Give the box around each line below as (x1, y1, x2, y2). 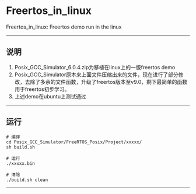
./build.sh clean (6, 177, 48, 183)
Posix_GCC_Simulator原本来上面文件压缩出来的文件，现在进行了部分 (14, 71, 179, 78)
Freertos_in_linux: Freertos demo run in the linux (6, 23, 122, 30)
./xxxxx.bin (6, 160, 35, 167)
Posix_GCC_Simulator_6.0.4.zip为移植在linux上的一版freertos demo (14, 64, 176, 70)
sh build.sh (6, 144, 35, 150)
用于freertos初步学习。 (14, 86, 70, 93)
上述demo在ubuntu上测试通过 (14, 93, 86, 100)
